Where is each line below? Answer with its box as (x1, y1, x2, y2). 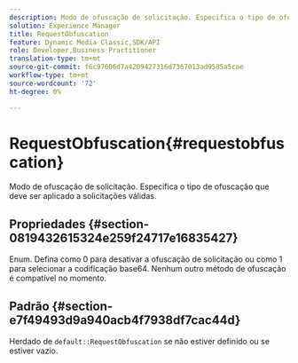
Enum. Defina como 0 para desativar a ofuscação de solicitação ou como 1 (9, 254, 283, 264)
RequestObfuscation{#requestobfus (9, 133, 286, 154)
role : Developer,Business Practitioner (9, 46, 157, 55)
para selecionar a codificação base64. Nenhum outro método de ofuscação (9, 264, 286, 274)
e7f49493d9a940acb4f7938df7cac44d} (9, 312, 241, 327)
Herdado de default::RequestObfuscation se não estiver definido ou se (9, 336, 271, 347)
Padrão (9, 298, 51, 313)
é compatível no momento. (9, 272, 107, 284)
